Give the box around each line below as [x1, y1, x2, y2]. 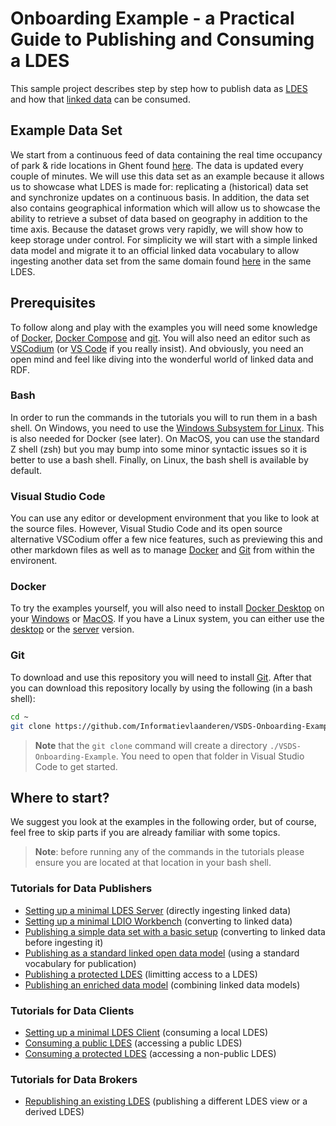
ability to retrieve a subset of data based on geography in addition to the [10, 212, 308, 224]
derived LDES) [24, 1106, 85, 1118]
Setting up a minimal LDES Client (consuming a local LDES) [24, 1026, 269, 1038]
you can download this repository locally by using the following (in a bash [10, 682, 313, 694]
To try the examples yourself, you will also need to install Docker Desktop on [10, 602, 325, 614]
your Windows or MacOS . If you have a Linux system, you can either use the [10, 613, 325, 625]
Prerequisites [10, 295, 96, 312]
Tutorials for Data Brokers [10, 1072, 138, 1086]
